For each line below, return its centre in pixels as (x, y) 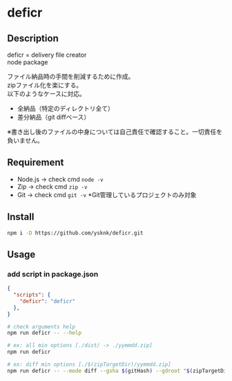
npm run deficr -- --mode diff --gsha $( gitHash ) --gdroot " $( (100, 371)
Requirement (36, 163)
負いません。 (25, 140)
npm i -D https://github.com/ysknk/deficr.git (75, 233)
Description (33, 38)
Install (21, 217)
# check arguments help (41, 326)
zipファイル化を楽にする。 (45, 85)
